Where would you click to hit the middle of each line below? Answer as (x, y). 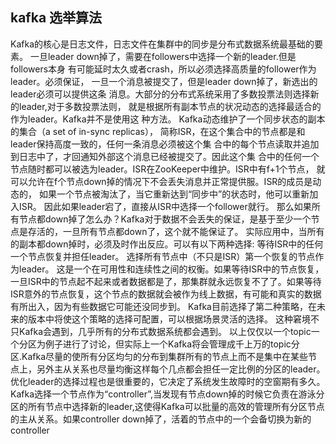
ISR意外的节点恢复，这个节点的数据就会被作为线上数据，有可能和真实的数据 (166, 294)
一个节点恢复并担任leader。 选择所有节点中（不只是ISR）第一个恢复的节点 (163, 256)
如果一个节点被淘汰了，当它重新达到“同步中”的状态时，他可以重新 (174, 194)
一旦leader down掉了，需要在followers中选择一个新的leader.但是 (163, 56)
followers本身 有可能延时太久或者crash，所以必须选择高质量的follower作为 (163, 69)
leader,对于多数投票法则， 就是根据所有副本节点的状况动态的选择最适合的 (170, 106)
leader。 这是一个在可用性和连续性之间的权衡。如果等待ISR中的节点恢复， (171, 269)
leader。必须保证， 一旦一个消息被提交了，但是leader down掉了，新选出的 (164, 81)
